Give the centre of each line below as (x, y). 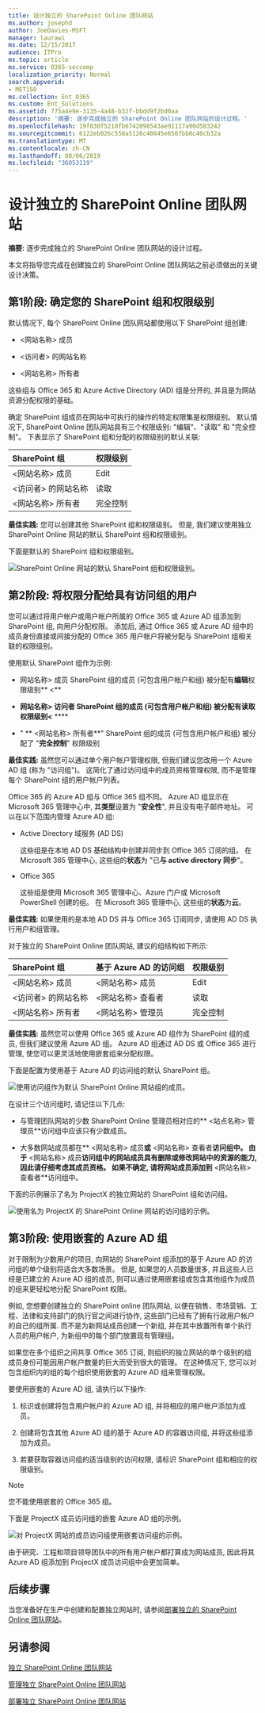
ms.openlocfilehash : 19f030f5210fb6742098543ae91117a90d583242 (115, 126)
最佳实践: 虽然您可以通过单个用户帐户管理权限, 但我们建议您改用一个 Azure (131, 760)
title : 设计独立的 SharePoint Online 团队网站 (81, 15)
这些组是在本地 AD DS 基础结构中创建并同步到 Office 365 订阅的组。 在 (135, 850)
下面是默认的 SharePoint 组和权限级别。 (73, 551)
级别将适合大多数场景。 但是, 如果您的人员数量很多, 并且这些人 (144, 1269)
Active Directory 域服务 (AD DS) (72, 833)
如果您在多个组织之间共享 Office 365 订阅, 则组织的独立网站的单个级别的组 (130, 1352)
